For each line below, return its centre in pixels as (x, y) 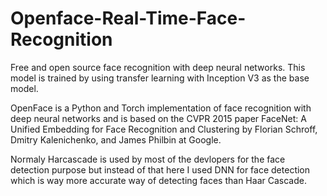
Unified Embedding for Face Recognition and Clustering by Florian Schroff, (164, 129)
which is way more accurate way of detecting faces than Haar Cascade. (158, 180)
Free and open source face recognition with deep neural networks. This (158, 67)
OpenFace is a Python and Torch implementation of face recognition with (161, 108)
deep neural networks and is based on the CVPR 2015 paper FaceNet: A (158, 118)
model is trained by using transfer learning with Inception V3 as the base (160, 78)
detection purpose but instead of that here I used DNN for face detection (160, 169)
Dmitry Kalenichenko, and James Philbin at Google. (116, 139)
